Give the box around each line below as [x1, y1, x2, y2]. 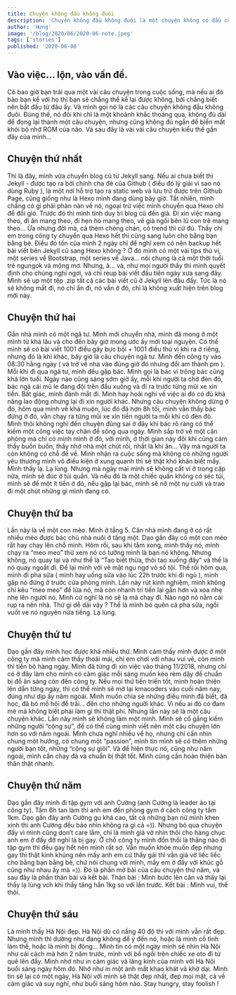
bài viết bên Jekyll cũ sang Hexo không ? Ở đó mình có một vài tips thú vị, [7, 246, 221, 255]
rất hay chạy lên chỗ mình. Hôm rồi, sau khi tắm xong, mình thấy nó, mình [7, 541, 220, 549]
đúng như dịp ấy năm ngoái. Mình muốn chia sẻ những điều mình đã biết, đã [7, 692, 228, 700]
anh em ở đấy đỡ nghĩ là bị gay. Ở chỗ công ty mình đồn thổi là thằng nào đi [7, 835, 226, 844]
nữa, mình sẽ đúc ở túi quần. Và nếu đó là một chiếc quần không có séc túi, [7, 472, 225, 480]
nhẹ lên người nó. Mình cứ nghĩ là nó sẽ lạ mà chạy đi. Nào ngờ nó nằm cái [7, 593, 223, 602]
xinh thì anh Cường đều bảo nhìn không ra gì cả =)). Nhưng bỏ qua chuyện [7, 821, 223, 829]
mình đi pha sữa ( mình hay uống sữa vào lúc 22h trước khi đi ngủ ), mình [7, 571, 219, 579]
